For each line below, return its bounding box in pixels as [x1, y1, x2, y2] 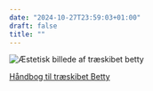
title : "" [9, 29, 46, 38]
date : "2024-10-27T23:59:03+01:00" [9, 12, 141, 22]
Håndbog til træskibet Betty [9, 71, 110, 82]
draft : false [9, 21, 58, 30]
